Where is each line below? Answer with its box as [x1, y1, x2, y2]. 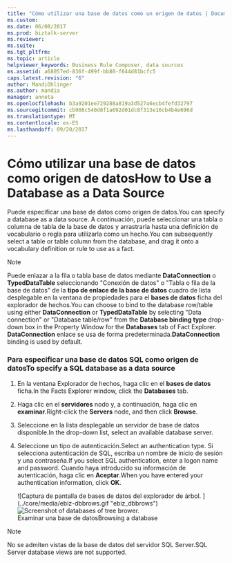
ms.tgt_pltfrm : [7, 49, 51, 56]
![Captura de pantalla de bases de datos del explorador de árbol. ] [17, 492, 206, 500]
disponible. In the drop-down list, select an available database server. [17, 428, 213, 436]
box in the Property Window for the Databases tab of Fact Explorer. [24, 323, 217, 331]
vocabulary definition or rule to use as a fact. [7, 245, 135, 253]
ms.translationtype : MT [7, 113, 76, 120]
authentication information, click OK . [17, 478, 122, 486]
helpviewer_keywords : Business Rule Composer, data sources [7, 62, 184, 68]
